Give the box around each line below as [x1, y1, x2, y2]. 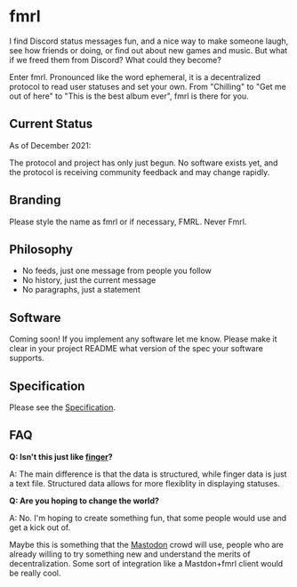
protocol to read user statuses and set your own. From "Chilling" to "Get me [9, 81, 286, 92]
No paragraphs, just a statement [21, 285, 140, 295]
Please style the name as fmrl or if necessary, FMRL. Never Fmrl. [9, 216, 247, 227]
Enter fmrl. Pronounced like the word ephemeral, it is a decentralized [9, 71, 261, 82]
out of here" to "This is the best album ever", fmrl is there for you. [9, 91, 249, 101]
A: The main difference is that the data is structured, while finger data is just [9, 469, 287, 479]
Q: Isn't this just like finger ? [9, 451, 113, 462]
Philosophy [9, 242, 74, 257]
